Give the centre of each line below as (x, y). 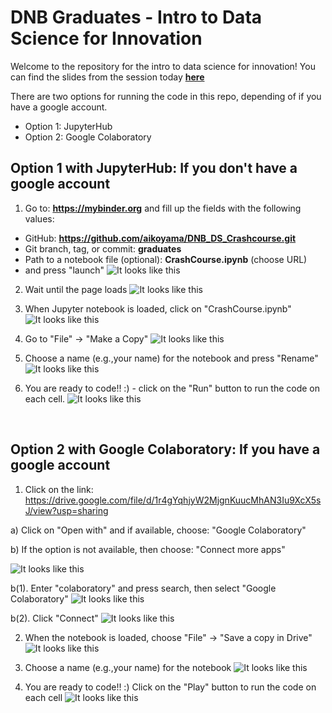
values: (39, 218)
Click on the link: (59, 489)
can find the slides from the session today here (107, 77)
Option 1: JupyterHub (68, 126)
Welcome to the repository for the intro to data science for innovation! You (163, 66)
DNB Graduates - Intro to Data (136, 17)
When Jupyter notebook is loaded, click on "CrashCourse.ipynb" (158, 308)
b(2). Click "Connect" (54, 618)
